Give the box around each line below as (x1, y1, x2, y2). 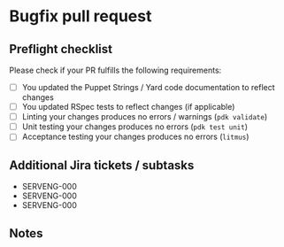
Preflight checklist (9, 42, 113, 57)
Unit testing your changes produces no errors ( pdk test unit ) (21, 121, 249, 132)
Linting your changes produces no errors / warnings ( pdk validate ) (21, 112, 268, 122)
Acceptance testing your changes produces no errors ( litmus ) (21, 131, 249, 143)
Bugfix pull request (9, 6, 152, 27)
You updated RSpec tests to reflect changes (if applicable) (21, 102, 235, 112)
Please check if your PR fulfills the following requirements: (9, 65, 222, 75)
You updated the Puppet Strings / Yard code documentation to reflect (21, 82, 276, 92)
